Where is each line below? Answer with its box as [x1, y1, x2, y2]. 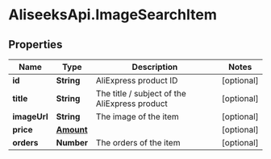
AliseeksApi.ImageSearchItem [8, 6, 218, 24]
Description [131, 62, 178, 72]
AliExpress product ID [95, 75, 178, 86]
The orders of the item [95, 137, 181, 148]
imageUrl [12, 111, 48, 122]
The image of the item [95, 111, 179, 122]
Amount [56, 124, 88, 135]
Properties [8, 38, 63, 51]
